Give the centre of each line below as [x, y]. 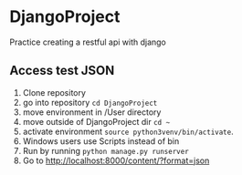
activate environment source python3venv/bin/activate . [128, 131]
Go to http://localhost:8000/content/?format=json [116, 160]
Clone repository [54, 92]
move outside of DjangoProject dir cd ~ [96, 121]
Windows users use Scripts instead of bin [101, 141]
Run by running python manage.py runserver [105, 150]
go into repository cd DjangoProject [90, 102]
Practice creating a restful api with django [88, 42]
